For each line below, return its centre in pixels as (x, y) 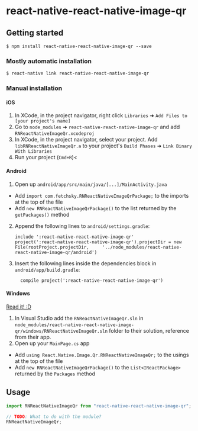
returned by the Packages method (55, 374)
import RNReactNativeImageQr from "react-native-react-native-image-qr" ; (99, 406)
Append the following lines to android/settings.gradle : (82, 226)
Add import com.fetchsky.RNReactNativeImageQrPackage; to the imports (102, 195)
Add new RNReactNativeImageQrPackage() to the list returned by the (95, 208)
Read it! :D (19, 307)
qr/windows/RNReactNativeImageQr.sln (61, 331)
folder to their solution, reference (149, 330)
